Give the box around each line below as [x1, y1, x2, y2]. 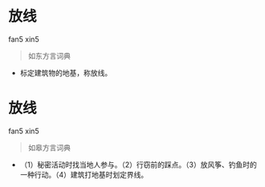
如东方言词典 [27, 51, 71, 60]
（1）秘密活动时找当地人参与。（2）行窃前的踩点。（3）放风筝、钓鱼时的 [19, 160, 257, 169]
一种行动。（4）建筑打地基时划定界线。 [19, 169, 149, 179]
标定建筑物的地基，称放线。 [19, 67, 112, 77]
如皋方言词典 [27, 142, 71, 152]
